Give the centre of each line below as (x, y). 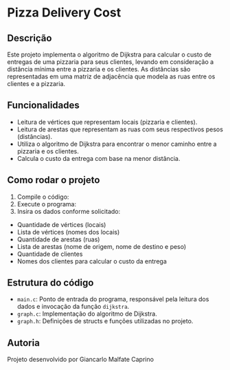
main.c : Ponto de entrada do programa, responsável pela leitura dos (113, 299)
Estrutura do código (50, 283)
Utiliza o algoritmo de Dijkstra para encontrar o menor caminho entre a (117, 144)
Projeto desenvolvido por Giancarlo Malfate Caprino (81, 360)
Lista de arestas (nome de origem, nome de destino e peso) (102, 246)
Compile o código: (43, 197)
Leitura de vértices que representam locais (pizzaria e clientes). (107, 122)
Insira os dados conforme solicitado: (69, 211)
